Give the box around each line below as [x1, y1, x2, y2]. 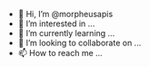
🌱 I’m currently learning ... [17, 28, 115, 38]
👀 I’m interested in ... [17, 18, 95, 29]
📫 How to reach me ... [17, 48, 103, 58]
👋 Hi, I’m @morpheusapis [17, 9, 114, 19]
